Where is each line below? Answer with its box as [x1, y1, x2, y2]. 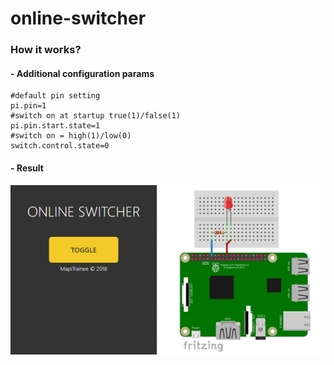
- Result [10, 162, 44, 174]
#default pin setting [10, 91, 101, 101]
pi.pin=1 [10, 101, 47, 111]
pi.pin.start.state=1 [10, 121, 101, 131]
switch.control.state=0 [10, 141, 110, 151]
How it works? [10, 43, 82, 57]
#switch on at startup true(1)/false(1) [10, 111, 182, 121]
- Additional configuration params [10, 67, 155, 79]
